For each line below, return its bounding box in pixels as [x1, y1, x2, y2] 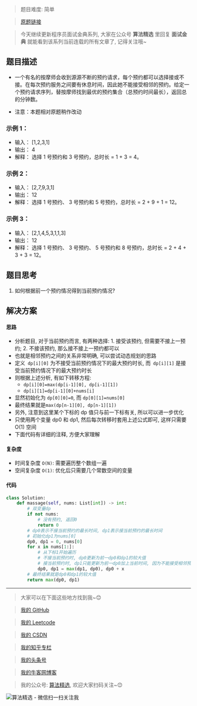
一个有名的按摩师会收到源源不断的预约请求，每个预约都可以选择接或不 [14, 73, 185, 81]
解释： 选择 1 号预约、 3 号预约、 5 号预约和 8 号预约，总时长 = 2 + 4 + [14, 244, 186, 251]
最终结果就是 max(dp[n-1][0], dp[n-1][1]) [14, 401, 117, 409]
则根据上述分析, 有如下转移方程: [14, 374, 91, 382]
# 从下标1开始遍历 [37, 550, 76, 556]
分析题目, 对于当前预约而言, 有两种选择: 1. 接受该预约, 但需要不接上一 [14, 337, 181, 344]
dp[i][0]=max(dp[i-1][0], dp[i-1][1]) [23, 382, 118, 388]
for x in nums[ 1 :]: [27, 544, 75, 550]
